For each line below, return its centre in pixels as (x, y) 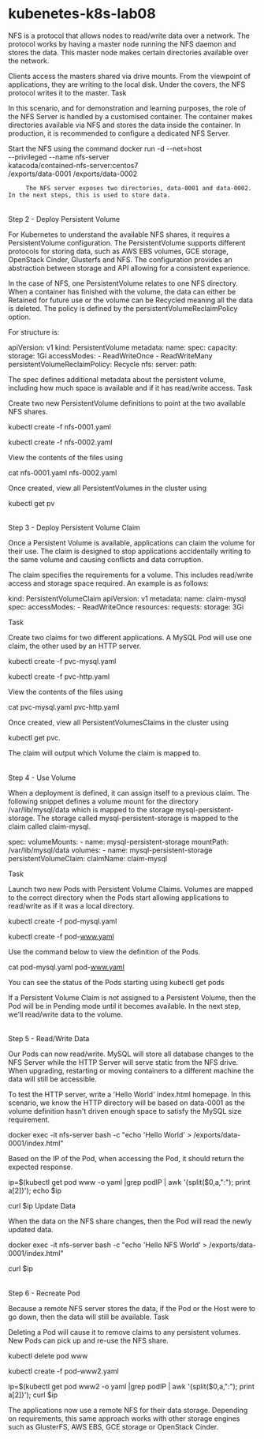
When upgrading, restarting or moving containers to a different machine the (131, 1071)
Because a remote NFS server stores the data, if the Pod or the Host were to (132, 1308)
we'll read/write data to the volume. (66, 1014)
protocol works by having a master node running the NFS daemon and (122, 43)
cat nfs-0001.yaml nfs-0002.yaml (63, 472)
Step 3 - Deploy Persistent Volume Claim (74, 528)
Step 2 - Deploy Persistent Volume (64, 219)
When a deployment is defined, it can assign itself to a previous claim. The (129, 793)
